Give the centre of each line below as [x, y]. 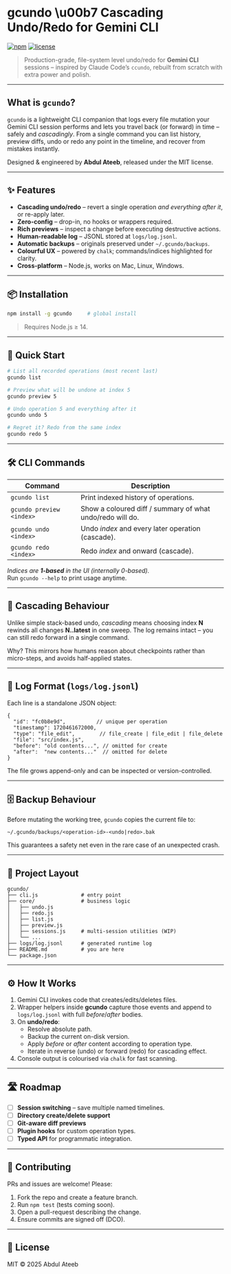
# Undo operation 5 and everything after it [72, 409]
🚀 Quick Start [36, 355]
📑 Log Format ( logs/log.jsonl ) [73, 686]
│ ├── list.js [30, 919]
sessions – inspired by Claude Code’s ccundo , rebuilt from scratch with [123, 67]
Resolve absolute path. [60, 1029]
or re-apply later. [41, 214]
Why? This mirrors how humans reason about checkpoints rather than [106, 651]
